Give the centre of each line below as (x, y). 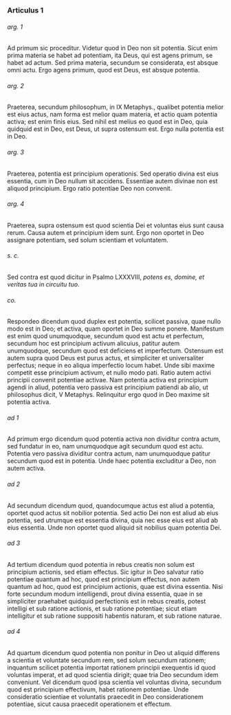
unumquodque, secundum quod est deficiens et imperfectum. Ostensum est (115, 351)
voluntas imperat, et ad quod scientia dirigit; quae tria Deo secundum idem (113, 674)
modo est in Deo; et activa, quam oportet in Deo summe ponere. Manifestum (115, 329)
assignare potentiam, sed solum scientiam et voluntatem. (88, 240)
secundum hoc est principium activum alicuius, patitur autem (93, 344)
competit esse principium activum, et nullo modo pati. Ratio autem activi (109, 373)
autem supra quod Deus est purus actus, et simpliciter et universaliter (106, 358)
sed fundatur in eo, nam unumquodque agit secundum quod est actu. (106, 446)
